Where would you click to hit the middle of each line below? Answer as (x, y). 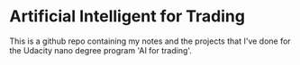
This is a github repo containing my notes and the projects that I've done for (150, 41)
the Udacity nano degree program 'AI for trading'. (100, 50)
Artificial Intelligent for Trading (127, 16)
